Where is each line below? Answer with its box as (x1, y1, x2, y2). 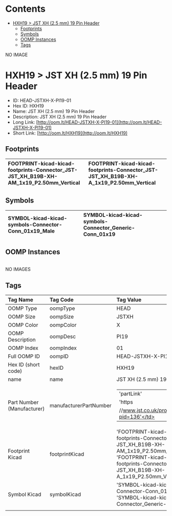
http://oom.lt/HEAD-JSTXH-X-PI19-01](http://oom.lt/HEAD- (37, 119, 162, 125)
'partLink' (119, 390, 142, 397)
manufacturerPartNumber (49, 402, 112, 409)
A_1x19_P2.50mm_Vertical (88, 179, 156, 186)
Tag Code (49, 296, 74, 303)
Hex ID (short (8, 361, 40, 368)
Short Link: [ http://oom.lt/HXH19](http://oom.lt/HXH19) (12, 130, 128, 136)
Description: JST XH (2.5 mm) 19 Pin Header (12, 114, 106, 120)
